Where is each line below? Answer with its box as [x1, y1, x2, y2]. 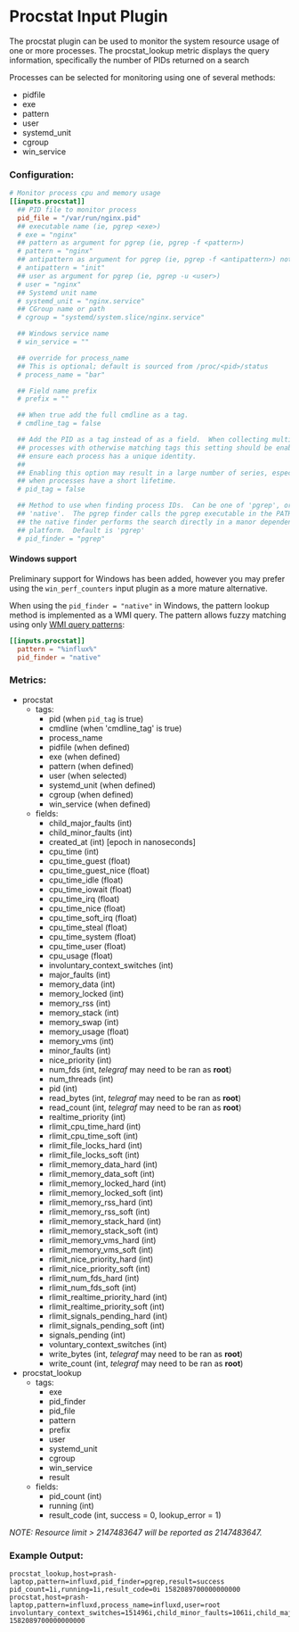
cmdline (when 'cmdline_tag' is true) [48, 723, 182, 733]
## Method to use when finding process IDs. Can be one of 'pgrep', [17, 501, 280, 510]
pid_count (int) [48, 1490, 102, 1501]
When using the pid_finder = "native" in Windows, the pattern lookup [9, 600, 270, 610]
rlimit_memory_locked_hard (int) [48, 1178, 166, 1189]
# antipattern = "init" [17, 263, 105, 273]
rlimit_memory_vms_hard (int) [48, 1234, 157, 1246]
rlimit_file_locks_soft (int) [48, 1149, 140, 1160]
